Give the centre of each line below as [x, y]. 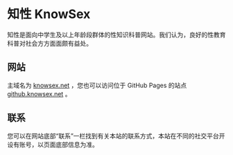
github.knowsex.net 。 [39, 93]
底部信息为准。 [77, 144]
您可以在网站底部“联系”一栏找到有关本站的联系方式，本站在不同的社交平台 [113, 136]
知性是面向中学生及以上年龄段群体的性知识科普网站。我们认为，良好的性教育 [116, 35]
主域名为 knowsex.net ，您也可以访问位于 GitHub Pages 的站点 [97, 85]
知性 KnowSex [49, 14]
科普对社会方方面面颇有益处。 [50, 43]
